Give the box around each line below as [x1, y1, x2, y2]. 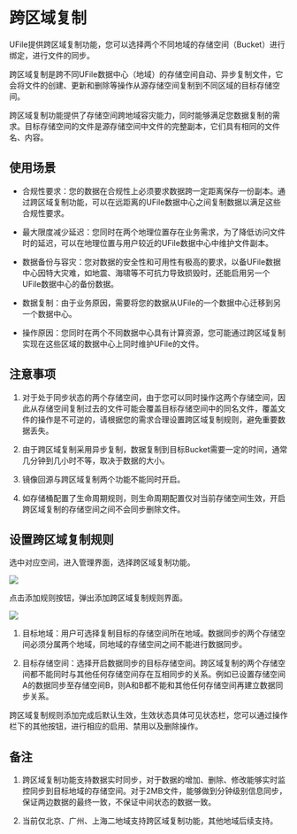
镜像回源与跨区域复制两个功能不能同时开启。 [21, 474, 186, 484]
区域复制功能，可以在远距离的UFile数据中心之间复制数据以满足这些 [37, 197, 281, 207]
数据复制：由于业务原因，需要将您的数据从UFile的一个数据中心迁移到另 [21, 297, 281, 308]
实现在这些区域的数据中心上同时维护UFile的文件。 [21, 338, 204, 349]
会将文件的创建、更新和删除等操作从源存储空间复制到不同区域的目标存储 [9, 80, 272, 90]
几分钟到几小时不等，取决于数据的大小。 [21, 455, 170, 466]
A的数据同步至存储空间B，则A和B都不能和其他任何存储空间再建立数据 [21, 680, 276, 691]
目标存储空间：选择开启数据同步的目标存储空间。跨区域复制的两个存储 [21, 658, 278, 668]
